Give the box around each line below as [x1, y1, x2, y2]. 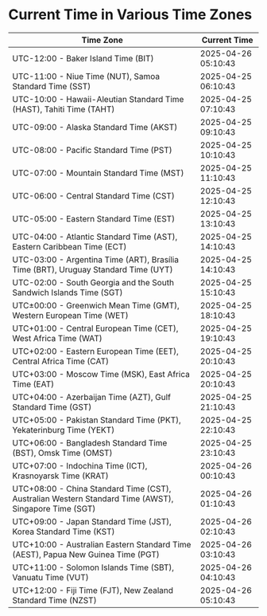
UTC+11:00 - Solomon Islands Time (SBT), [12, 562, 175, 573]
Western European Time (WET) [12, 309, 129, 320]
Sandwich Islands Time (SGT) [12, 287, 123, 298]
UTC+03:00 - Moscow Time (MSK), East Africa [12, 368, 191, 379]
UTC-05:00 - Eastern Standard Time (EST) [12, 213, 176, 224]
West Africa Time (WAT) [12, 332, 103, 343]
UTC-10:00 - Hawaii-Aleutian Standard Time [12, 93, 184, 104]
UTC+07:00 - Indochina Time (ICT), [12, 460, 148, 471]
